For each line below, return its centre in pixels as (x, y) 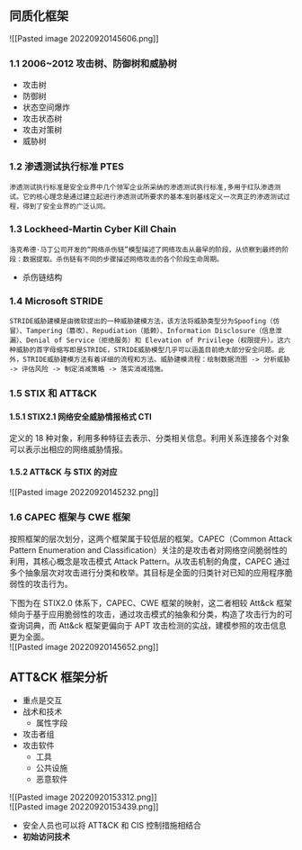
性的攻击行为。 (44, 583)
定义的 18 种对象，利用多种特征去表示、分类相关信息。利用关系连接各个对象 (150, 439)
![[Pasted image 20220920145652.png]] (84, 647)
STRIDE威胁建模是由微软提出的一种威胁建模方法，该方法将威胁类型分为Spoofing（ (141, 321)
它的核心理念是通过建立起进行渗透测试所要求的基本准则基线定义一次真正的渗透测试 (153, 197)
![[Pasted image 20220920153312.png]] (83, 797)
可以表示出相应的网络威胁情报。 (68, 449)
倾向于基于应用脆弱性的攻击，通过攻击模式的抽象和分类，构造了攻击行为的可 (151, 614)
